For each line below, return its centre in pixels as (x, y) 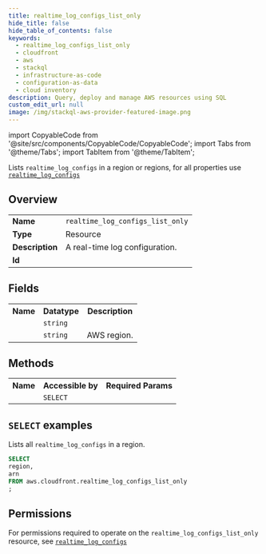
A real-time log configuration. (121, 247)
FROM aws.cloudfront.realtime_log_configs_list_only (98, 481)
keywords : (25, 38)
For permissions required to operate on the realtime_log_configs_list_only (133, 533)
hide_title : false (39, 23)
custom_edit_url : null (46, 105)
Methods (31, 363)
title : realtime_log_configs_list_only (75, 16)
